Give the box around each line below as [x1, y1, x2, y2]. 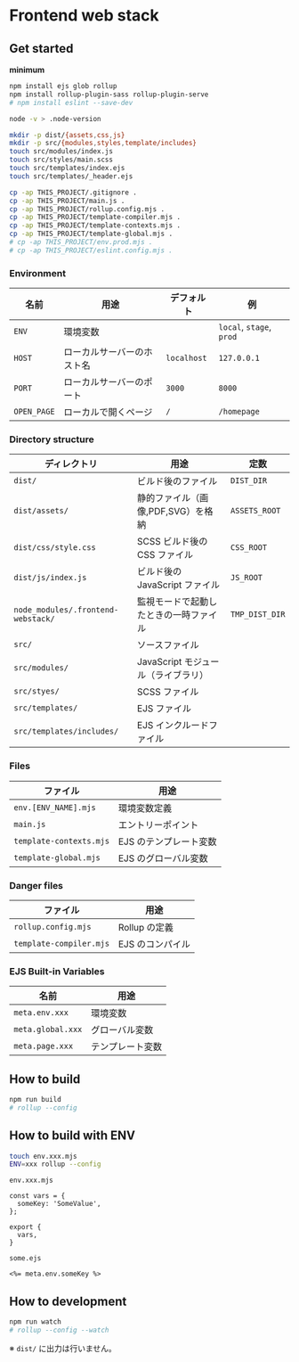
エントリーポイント [117, 818, 198, 831]
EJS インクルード [136, 719, 209, 732]
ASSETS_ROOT [230, 505, 281, 516]
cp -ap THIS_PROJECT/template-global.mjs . [9, 229, 174, 239]
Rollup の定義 [117, 921, 174, 933]
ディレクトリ [44, 458, 98, 471]
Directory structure [9, 433, 95, 446]
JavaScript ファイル [136, 578, 221, 591]
